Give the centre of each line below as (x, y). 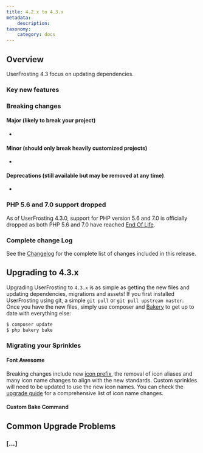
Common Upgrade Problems (61, 426)
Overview (25, 59)
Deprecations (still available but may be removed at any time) (85, 175)
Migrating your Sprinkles (44, 346)
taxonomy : (19, 29)
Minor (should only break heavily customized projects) (77, 148)
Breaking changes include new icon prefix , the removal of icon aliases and (99, 374)
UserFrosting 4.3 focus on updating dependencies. (70, 74)
